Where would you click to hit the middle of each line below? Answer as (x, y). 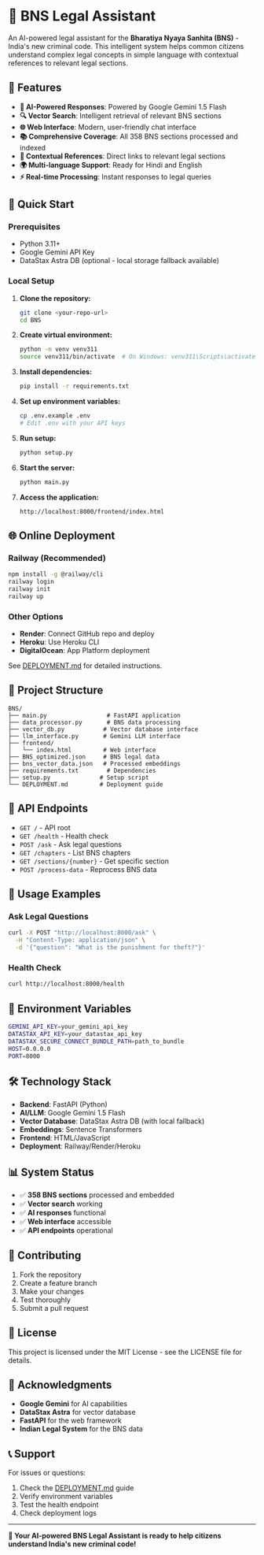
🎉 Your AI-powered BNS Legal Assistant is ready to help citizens (115, 1536)
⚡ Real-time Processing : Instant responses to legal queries (115, 176)
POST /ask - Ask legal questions (70, 844)
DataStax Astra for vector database (77, 1412)
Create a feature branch (58, 1282)
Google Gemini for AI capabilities (73, 1404)
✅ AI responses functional (62, 1213)
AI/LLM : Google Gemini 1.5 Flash (72, 1113)
